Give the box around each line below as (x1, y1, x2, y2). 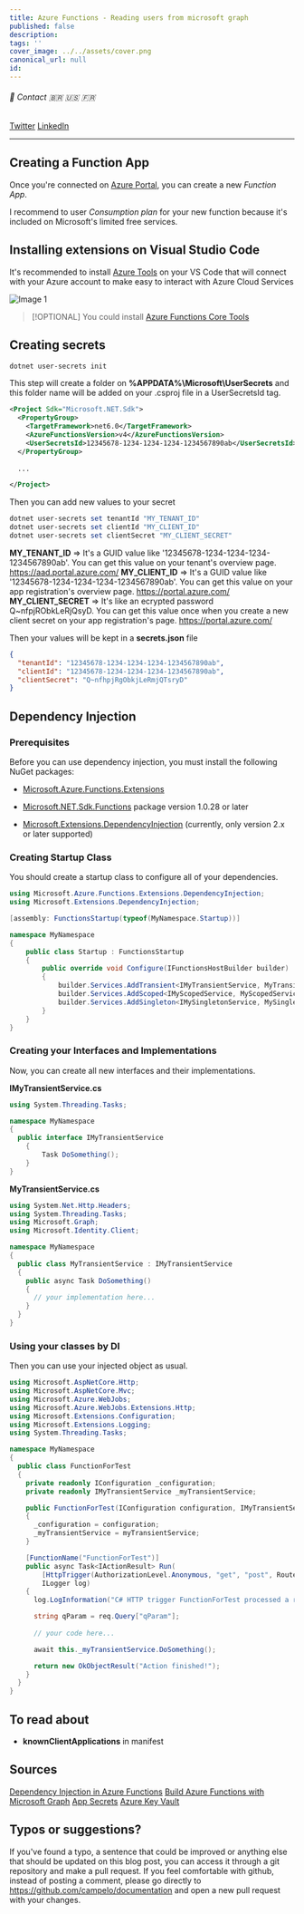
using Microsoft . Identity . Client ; (9, 1226, 140, 1235)
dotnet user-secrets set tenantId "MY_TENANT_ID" (9, 514, 201, 524)
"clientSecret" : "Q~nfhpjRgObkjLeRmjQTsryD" (17, 675, 188, 684)
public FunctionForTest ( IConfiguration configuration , (25, 1503, 237, 1513)
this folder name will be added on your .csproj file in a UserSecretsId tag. (9, 387, 281, 399)
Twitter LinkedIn (9, 121, 70, 131)
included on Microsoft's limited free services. (9, 216, 178, 227)
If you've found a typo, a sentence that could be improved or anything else (9, 1846, 288, 1857)
